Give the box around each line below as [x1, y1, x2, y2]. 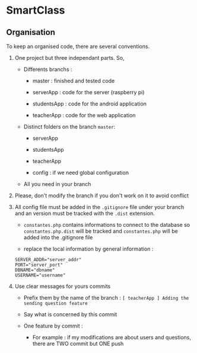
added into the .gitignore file [23, 234, 93, 240]
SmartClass [6, 4, 65, 17]
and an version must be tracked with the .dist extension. [14, 210, 155, 217]
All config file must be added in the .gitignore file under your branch [14, 204, 185, 210]
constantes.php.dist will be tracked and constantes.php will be [23, 227, 178, 235]
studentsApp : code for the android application [32, 100, 147, 107]
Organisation [6, 27, 55, 37]
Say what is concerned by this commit [23, 311, 117, 317]
